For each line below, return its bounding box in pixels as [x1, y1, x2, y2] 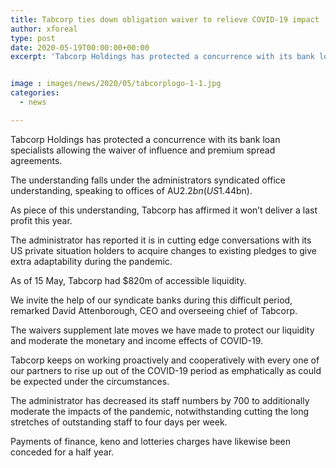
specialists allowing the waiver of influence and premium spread [10, 144, 276, 156]
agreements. [10, 154, 63, 166]
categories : [10, 88, 60, 98]
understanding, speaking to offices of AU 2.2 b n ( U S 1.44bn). [10, 184, 253, 196]
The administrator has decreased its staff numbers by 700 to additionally [10, 394, 310, 406]
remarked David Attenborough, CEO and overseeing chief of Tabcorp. [10, 304, 298, 316]
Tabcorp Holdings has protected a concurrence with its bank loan [10, 133, 281, 145]
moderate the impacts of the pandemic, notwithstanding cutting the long [10, 405, 309, 417]
